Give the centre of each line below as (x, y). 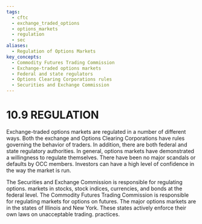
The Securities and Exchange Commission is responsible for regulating (94, 182)
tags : (13, 12)
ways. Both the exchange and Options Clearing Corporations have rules (96, 138)
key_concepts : (24, 57)
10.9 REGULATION (53, 115)
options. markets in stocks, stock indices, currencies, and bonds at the (94, 188)
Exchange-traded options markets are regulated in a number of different (96, 131)
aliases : (17, 46)
